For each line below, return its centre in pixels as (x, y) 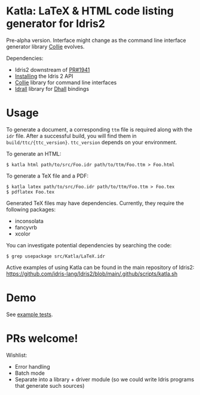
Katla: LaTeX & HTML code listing (90, 11)
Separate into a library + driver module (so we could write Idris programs (104, 379)
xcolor (23, 234)
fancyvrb (26, 227)
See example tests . (30, 314)
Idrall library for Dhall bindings (52, 88)
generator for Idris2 (56, 24)
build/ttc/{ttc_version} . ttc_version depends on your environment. (92, 142)
